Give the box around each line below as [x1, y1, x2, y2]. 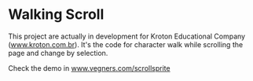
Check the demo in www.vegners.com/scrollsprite [8, 63, 170, 72]
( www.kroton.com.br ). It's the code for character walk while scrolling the [8, 39, 244, 49]
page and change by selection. [8, 48, 108, 57]
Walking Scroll [8, 6, 104, 24]
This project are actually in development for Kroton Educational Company [8, 31, 246, 41]
